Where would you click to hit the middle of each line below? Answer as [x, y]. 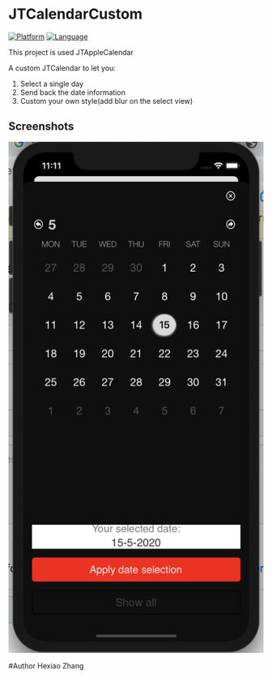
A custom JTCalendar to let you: [62, 68]
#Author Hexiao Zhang [46, 665]
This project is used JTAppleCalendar [71, 52]
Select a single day [52, 84]
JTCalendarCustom [76, 14]
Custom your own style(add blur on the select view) [106, 101]
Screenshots [41, 127]
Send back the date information [72, 92]
